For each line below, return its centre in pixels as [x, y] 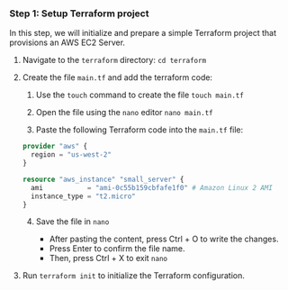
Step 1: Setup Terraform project [79, 14]
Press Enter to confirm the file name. [117, 249]
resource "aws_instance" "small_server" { [103, 179]
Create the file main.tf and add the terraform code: [117, 77]
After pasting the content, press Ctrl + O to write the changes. [164, 239]
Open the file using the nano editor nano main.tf [124, 113]
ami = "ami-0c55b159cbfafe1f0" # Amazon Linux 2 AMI [152, 187]
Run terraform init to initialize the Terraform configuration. [133, 276]
